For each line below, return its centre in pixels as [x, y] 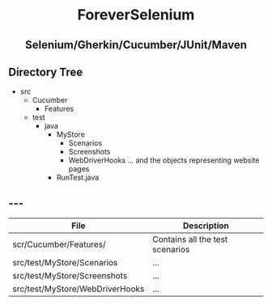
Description [206, 226]
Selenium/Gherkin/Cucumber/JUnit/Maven [136, 45]
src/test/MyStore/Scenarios [65, 263]
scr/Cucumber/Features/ [59, 244]
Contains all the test [190, 239]
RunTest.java [78, 178]
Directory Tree [46, 72]
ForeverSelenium [136, 15]
